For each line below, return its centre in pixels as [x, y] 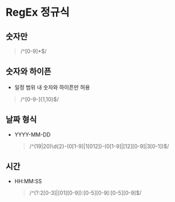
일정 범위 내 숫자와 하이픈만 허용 [52, 87]
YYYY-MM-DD [32, 134]
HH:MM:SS [28, 182]
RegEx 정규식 [38, 12]
